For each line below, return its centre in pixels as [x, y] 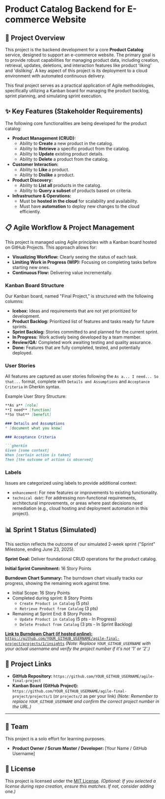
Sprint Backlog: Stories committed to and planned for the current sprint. [85, 332]
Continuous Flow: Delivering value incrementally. [62, 272]
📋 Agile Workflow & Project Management [70, 228]
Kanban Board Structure [35, 285]
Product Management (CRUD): [44, 138]
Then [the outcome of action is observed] [49, 460]
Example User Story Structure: [36, 396]
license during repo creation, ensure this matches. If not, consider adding [80, 786]
